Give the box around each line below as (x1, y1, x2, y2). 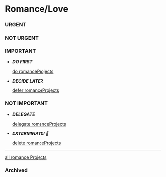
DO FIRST (12, 59, 33, 65)
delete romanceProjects (12, 140, 61, 146)
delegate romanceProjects (12, 121, 66, 127)
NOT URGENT (5, 35, 39, 42)
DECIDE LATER (12, 78, 43, 84)
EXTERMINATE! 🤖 (12, 130, 49, 136)
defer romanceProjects (12, 88, 59, 93)
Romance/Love (5, 3, 68, 15)
